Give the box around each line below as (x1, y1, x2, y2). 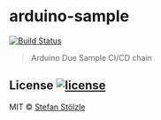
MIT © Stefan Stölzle (9, 101, 86, 112)
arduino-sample (9, 6, 130, 26)
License (9, 78, 54, 94)
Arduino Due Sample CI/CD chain (30, 52, 153, 63)
